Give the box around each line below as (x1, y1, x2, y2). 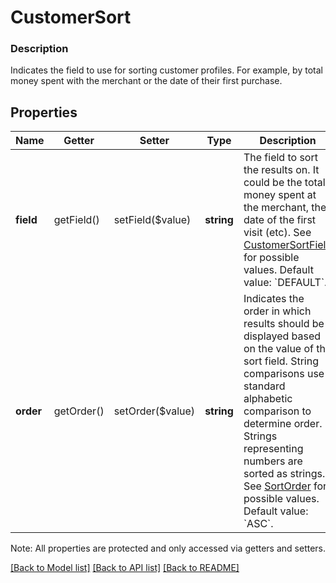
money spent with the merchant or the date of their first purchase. (10, 75, 283, 87)
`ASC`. (243, 517, 274, 531)
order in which (243, 304, 312, 318)
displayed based (243, 329, 322, 343)
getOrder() (53, 404, 105, 418)
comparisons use (243, 367, 325, 381)
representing (243, 442, 304, 456)
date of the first (243, 213, 317, 227)
